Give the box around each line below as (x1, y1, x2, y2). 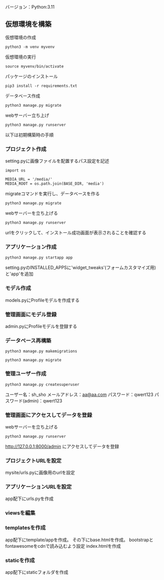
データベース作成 (5, 93, 41, 99)
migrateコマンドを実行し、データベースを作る (5, 191, 100, 197)
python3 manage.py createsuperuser (5, 382, 80, 387)
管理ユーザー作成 (5, 370, 47, 377)
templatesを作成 (5, 524, 46, 531)
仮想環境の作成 (5, 34, 36, 40)
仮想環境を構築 (5, 20, 52, 29)
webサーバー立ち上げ (5, 112, 49, 118)
